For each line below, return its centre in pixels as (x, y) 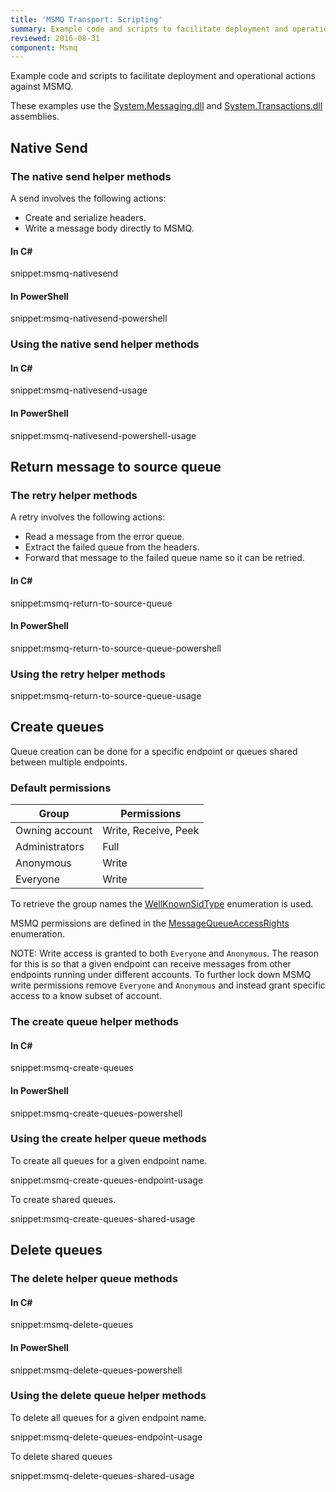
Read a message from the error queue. (104, 537)
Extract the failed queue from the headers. (112, 547)
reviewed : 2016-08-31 (55, 38)
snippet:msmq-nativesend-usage (79, 390)
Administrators (50, 847)
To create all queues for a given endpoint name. (109, 1160)
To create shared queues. (63, 1199)
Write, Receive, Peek (151, 831)
